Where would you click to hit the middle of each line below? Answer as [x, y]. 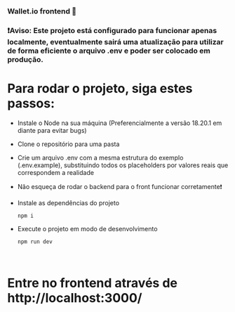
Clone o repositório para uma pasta [68, 144]
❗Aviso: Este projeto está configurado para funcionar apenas [112, 30]
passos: [31, 104]
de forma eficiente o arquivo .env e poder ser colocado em [109, 51]
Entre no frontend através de [92, 283]
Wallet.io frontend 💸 [42, 11]
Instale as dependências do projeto [68, 202]
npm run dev [35, 242]
